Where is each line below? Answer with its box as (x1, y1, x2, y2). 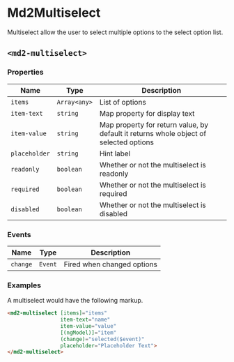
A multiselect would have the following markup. (7, 296, 143, 305)
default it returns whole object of (99, 128, 207, 138)
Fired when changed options (63, 259, 158, 269)
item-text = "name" (60, 316, 111, 324)
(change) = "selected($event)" (60, 335, 145, 342)
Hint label (99, 149, 131, 158)
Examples (7, 280, 42, 290)
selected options (99, 137, 155, 147)
